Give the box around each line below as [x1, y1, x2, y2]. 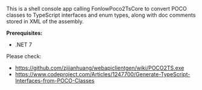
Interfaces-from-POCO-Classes [15, 77, 95, 84]
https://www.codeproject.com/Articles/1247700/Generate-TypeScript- [15, 71, 191, 77]
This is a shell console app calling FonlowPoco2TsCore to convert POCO [6, 5, 187, 12]
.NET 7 [15, 41, 32, 48]
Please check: [6, 53, 42, 59]
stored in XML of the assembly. [6, 18, 84, 25]
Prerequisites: [6, 29, 43, 37]
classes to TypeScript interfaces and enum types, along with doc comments [6, 11, 196, 19]
